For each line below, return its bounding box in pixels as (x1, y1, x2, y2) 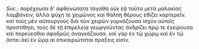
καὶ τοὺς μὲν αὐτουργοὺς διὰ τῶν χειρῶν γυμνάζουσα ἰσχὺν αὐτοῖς (6, 18, 175, 24)
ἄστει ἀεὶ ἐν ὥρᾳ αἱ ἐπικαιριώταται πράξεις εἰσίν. (6, 37, 130, 43)
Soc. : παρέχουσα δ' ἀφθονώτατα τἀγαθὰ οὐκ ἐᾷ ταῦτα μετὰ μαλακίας (6, 5, 182, 12)
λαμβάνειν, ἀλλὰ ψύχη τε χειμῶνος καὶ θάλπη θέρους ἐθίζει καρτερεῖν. (6, 11, 186, 18)
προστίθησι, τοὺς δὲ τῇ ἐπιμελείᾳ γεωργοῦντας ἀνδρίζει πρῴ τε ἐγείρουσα (6, 24, 194, 31)
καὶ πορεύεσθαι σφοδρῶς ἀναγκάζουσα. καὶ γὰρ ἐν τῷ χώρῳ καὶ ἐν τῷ (6, 30, 184, 37)
